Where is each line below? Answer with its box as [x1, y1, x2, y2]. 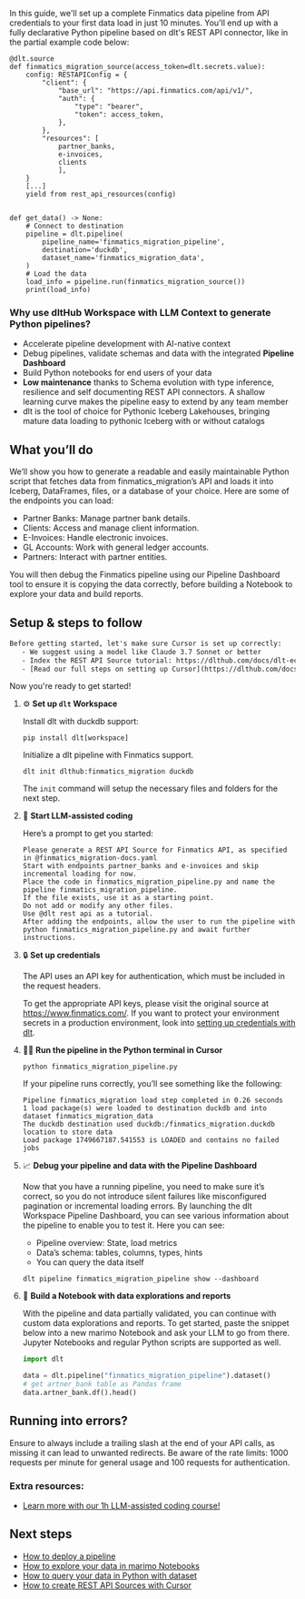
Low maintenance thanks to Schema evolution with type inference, [22, 377, 274, 388]
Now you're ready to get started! [9, 681, 132, 692]
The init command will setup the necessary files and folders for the [22, 783, 279, 794]
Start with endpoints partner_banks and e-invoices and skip [22, 862, 260, 871]
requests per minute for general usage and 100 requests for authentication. [9, 1456, 290, 1468]
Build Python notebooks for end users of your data [22, 368, 212, 379]
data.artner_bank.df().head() [22, 1388, 138, 1398]
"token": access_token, [74, 110, 165, 119]
